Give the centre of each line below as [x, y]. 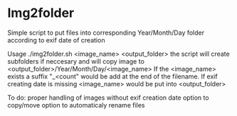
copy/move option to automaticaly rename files [76, 105]
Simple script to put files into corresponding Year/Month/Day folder [106, 33]
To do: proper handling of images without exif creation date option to [108, 98]
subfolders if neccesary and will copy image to [76, 61]
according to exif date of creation [56, 40]
